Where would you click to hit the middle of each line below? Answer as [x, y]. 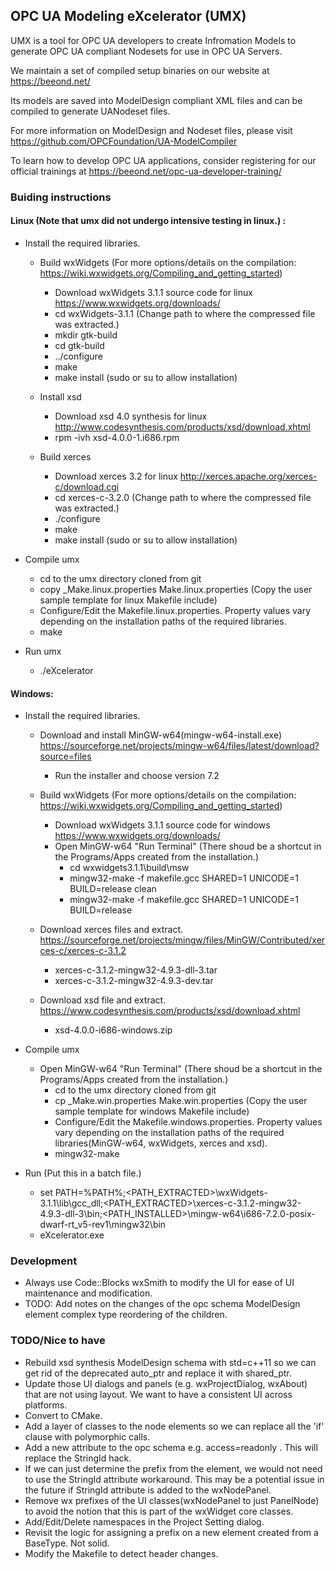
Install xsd [60, 396]
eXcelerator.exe [72, 1235]
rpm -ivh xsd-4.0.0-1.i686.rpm [117, 437]
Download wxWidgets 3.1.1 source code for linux [153, 292]
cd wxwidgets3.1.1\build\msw [129, 868]
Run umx [43, 651]
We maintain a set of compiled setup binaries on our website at [140, 70]
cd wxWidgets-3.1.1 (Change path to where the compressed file [185, 313]
